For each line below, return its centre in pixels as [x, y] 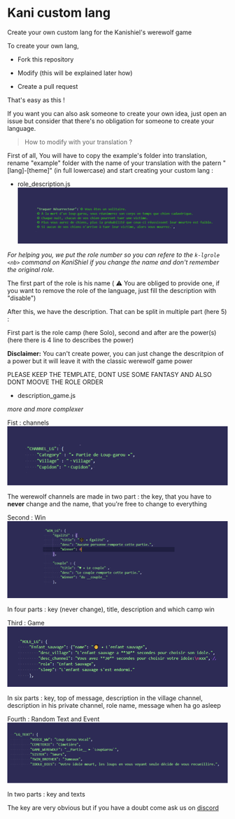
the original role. [31, 270]
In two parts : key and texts [46, 795]
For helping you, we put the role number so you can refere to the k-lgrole [114, 255]
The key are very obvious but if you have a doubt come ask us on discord [113, 808]
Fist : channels [28, 423]
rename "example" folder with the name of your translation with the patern [114, 163]
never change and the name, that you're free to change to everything [107, 504]
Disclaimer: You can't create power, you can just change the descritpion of [116, 354]
